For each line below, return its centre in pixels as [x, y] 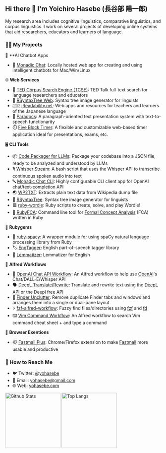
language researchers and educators [50, 95]
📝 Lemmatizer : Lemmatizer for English [51, 255]
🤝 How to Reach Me [29, 362]
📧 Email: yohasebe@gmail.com [44, 381]
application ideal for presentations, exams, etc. [60, 134]
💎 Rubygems [19, 227]
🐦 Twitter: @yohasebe [36, 373]
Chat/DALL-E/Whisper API [39, 279]
